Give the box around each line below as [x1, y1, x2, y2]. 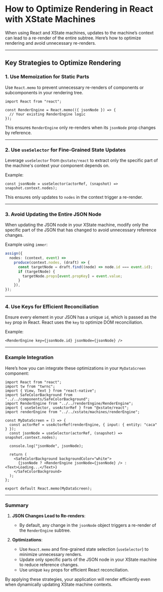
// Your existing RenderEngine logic [9, 112, 86, 117]
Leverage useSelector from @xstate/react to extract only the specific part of [5, 157, 158, 163]
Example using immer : [5, 242, 48, 247]
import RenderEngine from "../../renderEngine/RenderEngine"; [5, 401, 133, 406]
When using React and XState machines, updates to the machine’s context [5, 30, 154, 35]
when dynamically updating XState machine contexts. [5, 581, 113, 587]
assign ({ [5, 251, 23, 256]
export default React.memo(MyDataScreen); [5, 486, 92, 491]
